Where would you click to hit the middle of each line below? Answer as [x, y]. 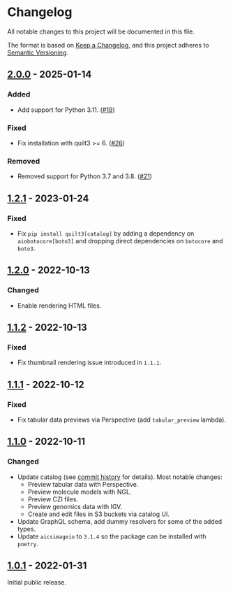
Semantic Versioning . [38, 52]
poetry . [28, 543]
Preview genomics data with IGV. [75, 506]
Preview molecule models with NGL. [80, 492]
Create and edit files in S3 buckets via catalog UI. [98, 514]
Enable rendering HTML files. [59, 306]
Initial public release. [37, 583]
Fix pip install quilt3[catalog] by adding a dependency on [106, 233]
